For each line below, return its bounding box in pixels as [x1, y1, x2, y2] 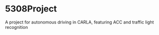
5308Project [5, 3, 57, 14]
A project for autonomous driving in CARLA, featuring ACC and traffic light [5, 19, 154, 25]
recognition [5, 24, 28, 30]
